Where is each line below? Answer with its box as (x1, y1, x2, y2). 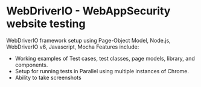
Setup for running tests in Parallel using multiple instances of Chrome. (14, 67, 189, 74)
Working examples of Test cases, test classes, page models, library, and (14, 55, 195, 62)
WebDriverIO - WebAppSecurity (6, 4, 171, 18)
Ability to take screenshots (14, 74, 81, 81)
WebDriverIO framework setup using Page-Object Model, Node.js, (6, 37, 171, 44)
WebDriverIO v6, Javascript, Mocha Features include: (6, 43, 139, 50)
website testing (6, 17, 86, 31)
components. (14, 61, 48, 68)
